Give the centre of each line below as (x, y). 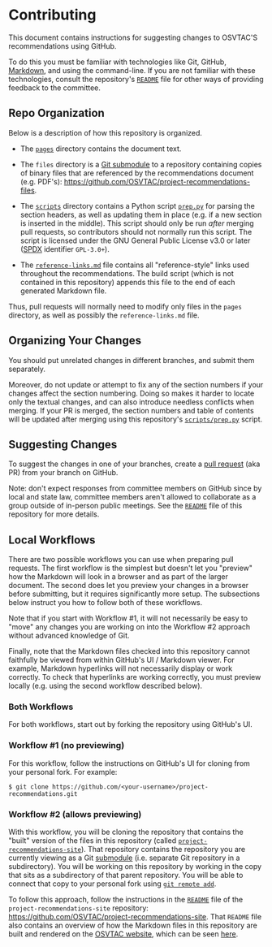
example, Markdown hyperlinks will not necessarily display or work (121, 668)
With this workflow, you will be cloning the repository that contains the (126, 832)
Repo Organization (57, 113)
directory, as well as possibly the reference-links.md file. (104, 315)
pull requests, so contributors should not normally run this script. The (136, 231)
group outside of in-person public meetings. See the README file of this (125, 506)
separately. (27, 369)
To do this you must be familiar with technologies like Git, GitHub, (118, 62)
